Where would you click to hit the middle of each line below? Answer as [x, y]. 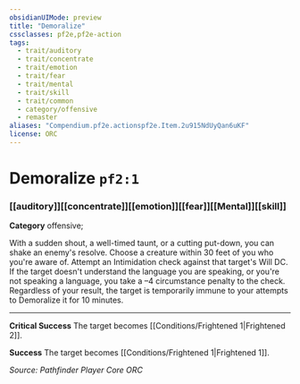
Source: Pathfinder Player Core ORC [76, 370]
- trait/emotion [47, 68]
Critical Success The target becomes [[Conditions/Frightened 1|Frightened [147, 326]
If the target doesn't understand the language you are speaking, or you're [144, 272]
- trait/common [46, 101]
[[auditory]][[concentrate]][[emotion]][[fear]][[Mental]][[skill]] [148, 206]
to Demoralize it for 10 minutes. [67, 300]
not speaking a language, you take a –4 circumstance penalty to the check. [147, 281]
